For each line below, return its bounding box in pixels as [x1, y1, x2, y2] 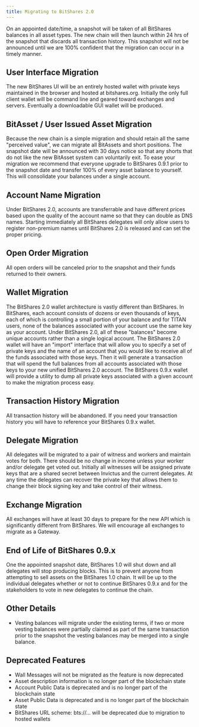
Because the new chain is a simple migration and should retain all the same [6, 135, 190, 142]
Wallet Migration [6, 287, 69, 297]
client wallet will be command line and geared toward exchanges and [6, 96, 175, 103]
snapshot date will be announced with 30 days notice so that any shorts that [6, 148, 192, 155]
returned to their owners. [6, 270, 67, 277]
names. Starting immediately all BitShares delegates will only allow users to [6, 218, 190, 226]
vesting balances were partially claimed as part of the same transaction [14, 626, 190, 633]
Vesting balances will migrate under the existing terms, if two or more [14, 619, 185, 626]
